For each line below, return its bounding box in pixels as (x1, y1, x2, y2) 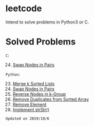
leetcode (5, 3, 42, 14)
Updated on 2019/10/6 (5, 116, 50, 121)
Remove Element (12, 101, 47, 107)
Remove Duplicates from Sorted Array (12, 96, 89, 102)
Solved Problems (5, 36, 76, 47)
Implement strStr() (12, 106, 50, 112)
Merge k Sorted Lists (12, 81, 55, 86)
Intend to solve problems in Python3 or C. (5, 19, 89, 25)
